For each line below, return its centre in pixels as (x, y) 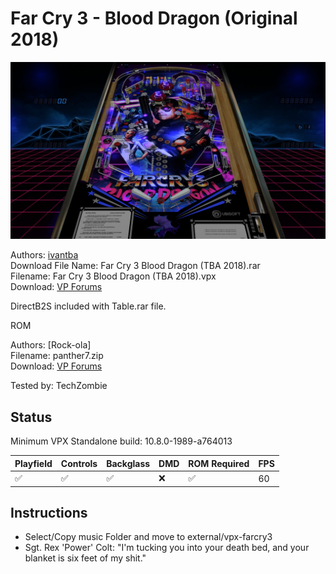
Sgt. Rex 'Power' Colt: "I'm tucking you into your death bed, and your (167, 548)
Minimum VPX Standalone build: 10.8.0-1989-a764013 (121, 441)
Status (31, 417)
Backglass (128, 463)
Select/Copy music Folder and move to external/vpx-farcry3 (148, 537)
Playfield (33, 463)
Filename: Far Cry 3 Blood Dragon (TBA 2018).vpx (113, 276)
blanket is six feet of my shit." (85, 558)
